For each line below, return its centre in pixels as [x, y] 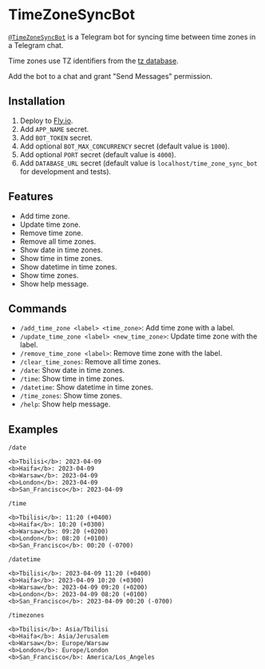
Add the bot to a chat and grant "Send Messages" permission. [111, 76]
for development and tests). [65, 171]
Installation [37, 101]
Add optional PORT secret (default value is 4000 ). [98, 154]
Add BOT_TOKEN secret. [56, 137]
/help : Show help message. [65, 404]
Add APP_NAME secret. [54, 129]
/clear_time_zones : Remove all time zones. [90, 362]
